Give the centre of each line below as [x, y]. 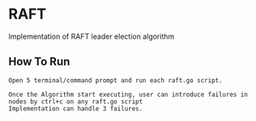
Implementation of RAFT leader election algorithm [92, 36]
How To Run [39, 62]
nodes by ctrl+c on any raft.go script [76, 102]
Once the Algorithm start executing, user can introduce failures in [128, 94]
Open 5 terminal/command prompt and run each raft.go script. [115, 80]
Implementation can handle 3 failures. [76, 108]
